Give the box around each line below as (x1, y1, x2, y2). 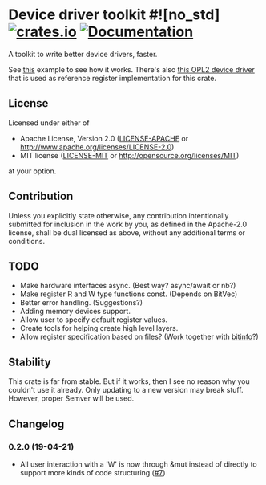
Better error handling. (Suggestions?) (19, 298, 143, 308)
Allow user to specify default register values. (19, 315, 168, 324)
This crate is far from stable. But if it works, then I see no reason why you (8, 377, 250, 386)
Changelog (8, 417, 65, 430)
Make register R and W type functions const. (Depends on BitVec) (19, 289, 238, 299)
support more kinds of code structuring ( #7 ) (19, 467, 166, 477)
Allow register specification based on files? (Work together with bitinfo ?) (19, 332, 259, 342)
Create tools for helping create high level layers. (19, 324, 179, 333)
